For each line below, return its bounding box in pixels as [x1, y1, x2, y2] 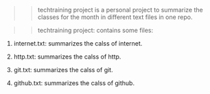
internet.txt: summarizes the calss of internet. [13, 40, 143, 47]
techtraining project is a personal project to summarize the [37, 6, 204, 14]
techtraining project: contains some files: [37, 27, 153, 34]
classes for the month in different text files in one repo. [37, 13, 194, 21]
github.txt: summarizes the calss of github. [13, 79, 135, 87]
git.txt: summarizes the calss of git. [13, 66, 113, 74]
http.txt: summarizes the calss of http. [13, 52, 121, 61]
